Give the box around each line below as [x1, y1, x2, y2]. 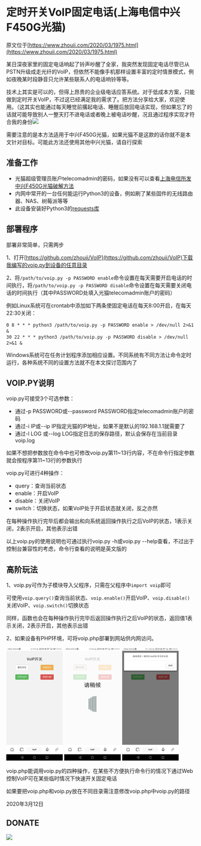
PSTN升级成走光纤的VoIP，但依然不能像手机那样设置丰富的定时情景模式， [6, 68, 189, 75]
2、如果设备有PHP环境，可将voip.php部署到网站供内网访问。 [6, 635, 157, 642]
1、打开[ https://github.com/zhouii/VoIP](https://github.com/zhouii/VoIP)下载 [6, 254, 193, 261]
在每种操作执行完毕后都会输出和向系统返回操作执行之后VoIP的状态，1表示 [6, 517, 187, 525]
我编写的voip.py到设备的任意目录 [6, 261, 88, 269]
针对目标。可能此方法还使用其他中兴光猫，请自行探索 [11, 139, 142, 146]
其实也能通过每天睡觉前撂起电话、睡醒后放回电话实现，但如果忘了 [24, 103, 187, 110]
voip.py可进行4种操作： [6, 469, 65, 477]
